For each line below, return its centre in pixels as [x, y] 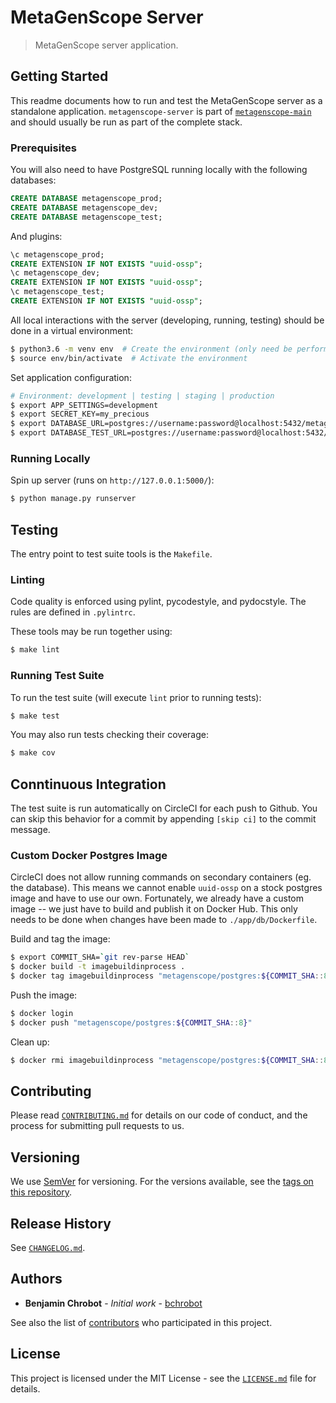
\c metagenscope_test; [57, 292]
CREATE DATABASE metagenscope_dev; [84, 207]
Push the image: [44, 995]
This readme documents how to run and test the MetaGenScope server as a [166, 100]
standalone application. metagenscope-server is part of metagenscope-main [161, 111]
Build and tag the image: [60, 939]
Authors [36, 1279]
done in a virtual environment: [72, 330]
